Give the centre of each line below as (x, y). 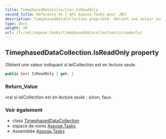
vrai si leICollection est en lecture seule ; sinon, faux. (59, 97)
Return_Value (21, 86)
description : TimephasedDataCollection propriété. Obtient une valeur (79, 19)
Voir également (24, 110)
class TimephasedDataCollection (46, 121)
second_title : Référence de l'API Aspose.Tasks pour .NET (66, 14)
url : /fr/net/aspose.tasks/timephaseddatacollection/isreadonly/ (74, 33)
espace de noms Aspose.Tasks (44, 126)
